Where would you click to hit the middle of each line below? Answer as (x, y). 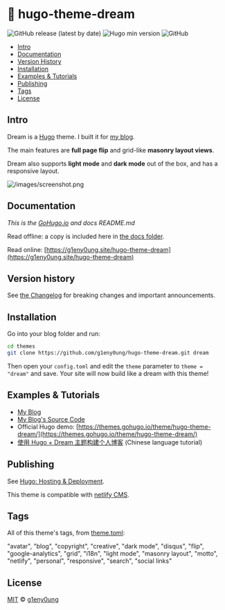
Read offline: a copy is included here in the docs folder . (86, 236)
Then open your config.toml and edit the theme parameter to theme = (105, 366)
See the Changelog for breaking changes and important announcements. (111, 295)
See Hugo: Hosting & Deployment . (56, 481)
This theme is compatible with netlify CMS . (68, 494)
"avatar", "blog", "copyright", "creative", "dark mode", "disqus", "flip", (106, 546)
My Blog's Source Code (51, 419)
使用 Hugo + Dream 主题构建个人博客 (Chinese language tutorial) (110, 442)
